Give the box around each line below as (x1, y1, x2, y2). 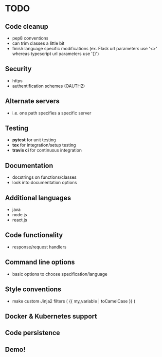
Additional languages (5, 193, 72, 202)
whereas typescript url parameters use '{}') (12, 51, 99, 56)
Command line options (5, 258, 75, 266)
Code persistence (5, 329, 60, 337)
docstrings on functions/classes (12, 174, 77, 180)
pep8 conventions (12, 35, 49, 41)
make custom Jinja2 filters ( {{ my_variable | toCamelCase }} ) (12, 298, 136, 304)
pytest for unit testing (12, 137, 56, 143)
